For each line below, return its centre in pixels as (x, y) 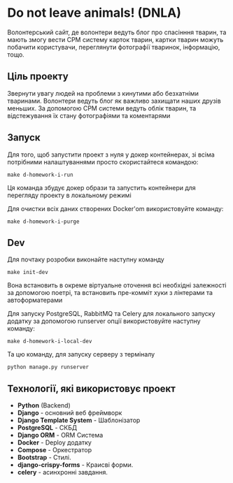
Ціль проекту (38, 77)
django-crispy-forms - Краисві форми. (75, 465)
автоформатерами (35, 300)
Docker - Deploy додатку (55, 442)
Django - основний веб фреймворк (70, 413)
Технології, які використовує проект (92, 388)
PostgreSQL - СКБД (47, 428)
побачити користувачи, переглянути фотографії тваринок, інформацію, (114, 47)
